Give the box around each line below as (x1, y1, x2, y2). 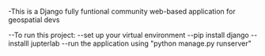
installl (8, 39, 29, 48)
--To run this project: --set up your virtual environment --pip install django (8, 31, 249, 39)
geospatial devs (8, 15, 60, 24)
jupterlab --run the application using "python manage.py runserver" (30, 39, 252, 48)
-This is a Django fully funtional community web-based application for (8, 7, 236, 16)
